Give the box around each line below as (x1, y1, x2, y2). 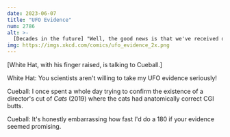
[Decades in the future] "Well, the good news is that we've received (13, 36, 219, 42)
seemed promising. (7, 123, 62, 130)
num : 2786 (7, 23, 36, 29)
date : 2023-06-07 (7, 10, 57, 17)
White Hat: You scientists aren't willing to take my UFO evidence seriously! (7, 74, 218, 82)
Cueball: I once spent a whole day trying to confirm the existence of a (7, 87, 204, 95)
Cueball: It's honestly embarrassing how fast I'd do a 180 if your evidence (7, 115, 214, 123)
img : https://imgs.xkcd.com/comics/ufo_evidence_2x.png (7, 42, 170, 49)
